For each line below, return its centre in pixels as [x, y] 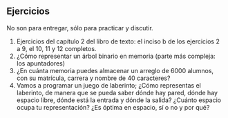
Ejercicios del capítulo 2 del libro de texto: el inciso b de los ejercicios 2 [118, 41]
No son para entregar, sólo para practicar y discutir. [80, 28]
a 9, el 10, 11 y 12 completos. [56, 48]
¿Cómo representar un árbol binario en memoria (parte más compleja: [116, 56]
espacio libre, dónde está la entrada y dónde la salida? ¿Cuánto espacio [119, 100]
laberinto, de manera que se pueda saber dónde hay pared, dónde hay [117, 92]
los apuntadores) [41, 63]
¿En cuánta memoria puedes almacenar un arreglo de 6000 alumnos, [115, 70]
